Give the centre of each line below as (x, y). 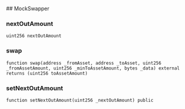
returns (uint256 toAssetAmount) (47, 73)
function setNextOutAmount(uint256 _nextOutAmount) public (80, 100)
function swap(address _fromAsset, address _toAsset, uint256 (84, 63)
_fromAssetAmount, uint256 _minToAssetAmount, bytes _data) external (93, 68)
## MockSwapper (28, 9)
